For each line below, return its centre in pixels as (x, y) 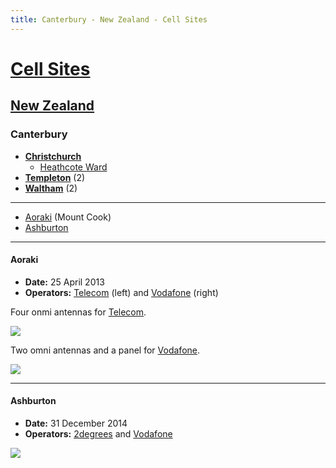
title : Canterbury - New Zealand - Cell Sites (109, 19)
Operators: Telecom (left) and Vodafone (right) (121, 292)
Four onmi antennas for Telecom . (78, 312)
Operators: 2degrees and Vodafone (98, 433)
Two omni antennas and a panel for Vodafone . (105, 350)
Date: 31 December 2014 (76, 423)
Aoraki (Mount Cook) (68, 217)
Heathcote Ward (73, 167)
